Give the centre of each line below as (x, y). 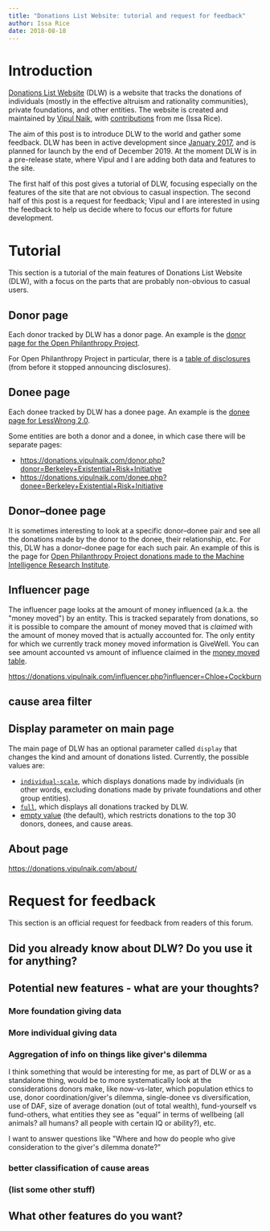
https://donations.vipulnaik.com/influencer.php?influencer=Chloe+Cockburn (135, 676)
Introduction (51, 70)
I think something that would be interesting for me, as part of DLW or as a (130, 1072)
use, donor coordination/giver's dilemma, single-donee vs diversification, (129, 1097)
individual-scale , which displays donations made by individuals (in (132, 780)
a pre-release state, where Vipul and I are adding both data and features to (132, 160)
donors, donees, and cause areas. (76, 823)
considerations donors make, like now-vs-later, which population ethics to (131, 1089)
